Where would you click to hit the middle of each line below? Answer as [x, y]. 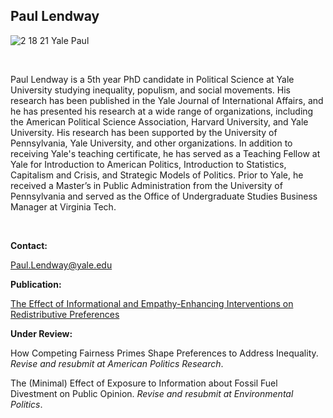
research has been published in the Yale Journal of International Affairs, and [167, 100]
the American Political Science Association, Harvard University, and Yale [159, 121]
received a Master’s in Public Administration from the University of [146, 185]
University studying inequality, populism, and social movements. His [150, 90]
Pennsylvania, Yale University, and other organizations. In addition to [151, 143]
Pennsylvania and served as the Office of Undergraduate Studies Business [164, 196]
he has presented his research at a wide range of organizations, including [162, 111]
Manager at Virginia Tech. [63, 206]
